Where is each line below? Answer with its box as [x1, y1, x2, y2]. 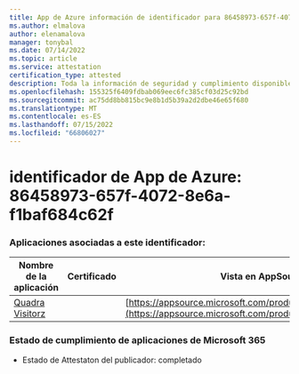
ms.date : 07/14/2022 [9, 46, 86, 55]
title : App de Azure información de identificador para [9, 12, 221, 22]
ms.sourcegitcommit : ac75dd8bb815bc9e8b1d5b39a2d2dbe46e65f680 [9, 95, 249, 105]
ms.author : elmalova [9, 21, 86, 30]
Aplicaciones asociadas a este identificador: [9, 236, 206, 249]
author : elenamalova [9, 29, 86, 38]
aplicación [13, 282, 60, 294]
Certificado [67, 270, 117, 282]
